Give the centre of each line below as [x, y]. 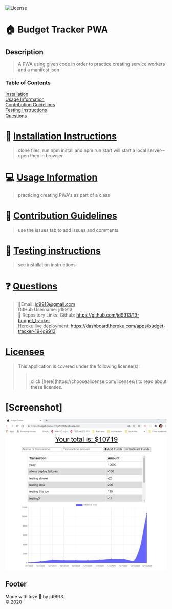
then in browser [46, 156]
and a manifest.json [39, 70]
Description [24, 52]
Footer [16, 584]
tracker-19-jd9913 [37, 331]
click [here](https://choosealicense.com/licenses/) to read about [99, 381]
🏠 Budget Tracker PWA [57, 29]
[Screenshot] [34, 408]
